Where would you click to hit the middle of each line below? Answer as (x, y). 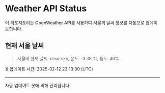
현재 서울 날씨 (25, 46)
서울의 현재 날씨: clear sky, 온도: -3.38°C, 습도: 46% (68, 58)
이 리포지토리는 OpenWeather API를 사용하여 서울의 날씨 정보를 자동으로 (75, 23)
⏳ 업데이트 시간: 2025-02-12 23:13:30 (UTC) (49, 69)
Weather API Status (46, 9)
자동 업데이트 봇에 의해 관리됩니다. (38, 85)
